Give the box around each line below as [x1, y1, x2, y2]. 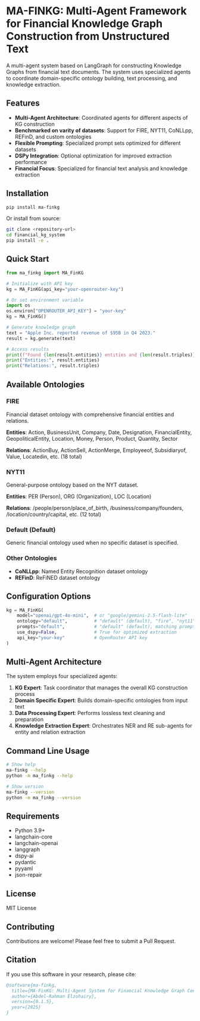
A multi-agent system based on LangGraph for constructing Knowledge [6, 61, 182, 69]
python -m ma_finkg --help [6, 773, 73, 779]
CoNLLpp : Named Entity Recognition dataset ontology [14, 568, 148, 575]
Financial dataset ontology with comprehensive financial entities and [6, 410, 174, 418]
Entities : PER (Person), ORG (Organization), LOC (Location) [6, 493, 152, 500]
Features [6, 98, 40, 109]
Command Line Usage [6, 745, 90, 756]
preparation [14, 716, 43, 723]
